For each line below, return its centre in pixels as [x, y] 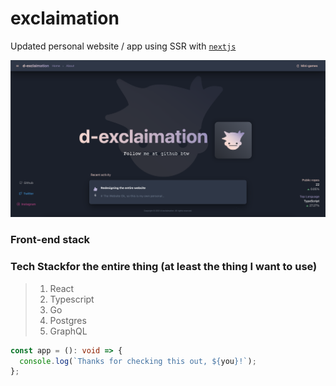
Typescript [72, 299]
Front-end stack [50, 240]
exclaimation [65, 18]
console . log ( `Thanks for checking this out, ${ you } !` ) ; [138, 361]
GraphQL [68, 331]
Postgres [68, 320]
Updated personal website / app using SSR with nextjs [123, 46]
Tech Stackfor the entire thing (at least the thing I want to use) [164, 267]
